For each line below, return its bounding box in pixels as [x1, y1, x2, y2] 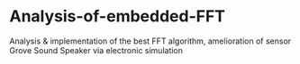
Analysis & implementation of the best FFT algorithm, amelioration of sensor [9, 36, 292, 46]
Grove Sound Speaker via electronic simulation [9, 44, 183, 55]
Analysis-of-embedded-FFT [9, 6, 226, 27]
